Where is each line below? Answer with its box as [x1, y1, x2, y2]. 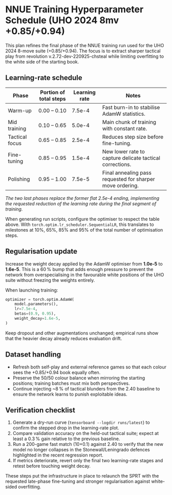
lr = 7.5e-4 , [14, 306, 38, 312]
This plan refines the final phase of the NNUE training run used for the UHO [5, 42, 164, 48]
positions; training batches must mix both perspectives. [12, 380, 130, 386]
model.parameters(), [14, 301, 58, 307]
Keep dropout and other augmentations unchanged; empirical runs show [5, 329, 159, 336]
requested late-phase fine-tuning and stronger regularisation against [5, 478, 150, 485]
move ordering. [102, 182, 139, 189]
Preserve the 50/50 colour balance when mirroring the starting [12, 375, 145, 381]
